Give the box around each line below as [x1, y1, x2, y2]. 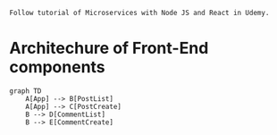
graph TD [9, 86, 42, 96]
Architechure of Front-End [9, 38, 209, 58]
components [9, 57, 105, 78]
